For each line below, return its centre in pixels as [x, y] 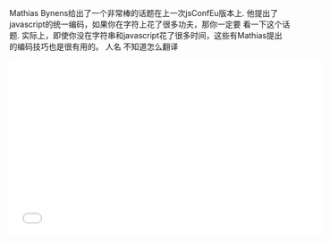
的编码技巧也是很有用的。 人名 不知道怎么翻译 [94, 46]
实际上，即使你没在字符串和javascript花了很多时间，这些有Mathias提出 [152, 35]
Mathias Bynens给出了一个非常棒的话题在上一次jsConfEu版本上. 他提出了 [144, 13]
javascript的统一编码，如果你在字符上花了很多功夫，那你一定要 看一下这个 [146, 24]
